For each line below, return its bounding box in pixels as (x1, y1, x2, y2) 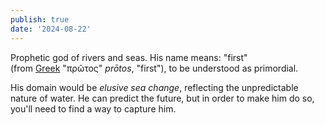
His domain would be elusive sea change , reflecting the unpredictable (10, 81, 299, 93)
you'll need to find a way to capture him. (10, 102, 177, 115)
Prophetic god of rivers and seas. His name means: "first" (10, 51, 248, 63)
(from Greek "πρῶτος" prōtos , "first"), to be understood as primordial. (10, 62, 299, 74)
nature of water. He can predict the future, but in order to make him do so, (10, 92, 315, 104)
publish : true (10, 14, 70, 25)
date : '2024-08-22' (10, 24, 92, 34)
